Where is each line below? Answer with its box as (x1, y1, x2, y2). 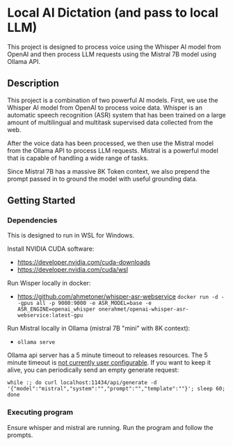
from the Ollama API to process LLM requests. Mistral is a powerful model (7, 146, 219, 154)
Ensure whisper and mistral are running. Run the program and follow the (7, 423, 214, 431)
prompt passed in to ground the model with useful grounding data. (7, 174, 198, 183)
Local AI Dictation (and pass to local (7, 5, 219, 21)
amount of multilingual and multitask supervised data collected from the (7, 118, 214, 126)
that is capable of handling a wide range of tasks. (7, 154, 149, 162)
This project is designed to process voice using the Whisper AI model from (7, 42, 221, 51)
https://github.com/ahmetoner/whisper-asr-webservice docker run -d (17, 292, 218, 301)
